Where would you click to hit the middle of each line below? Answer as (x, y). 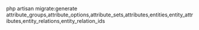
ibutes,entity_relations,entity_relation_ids (56, 21)
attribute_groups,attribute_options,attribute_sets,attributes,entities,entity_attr (100, 15)
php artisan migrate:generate (42, 9)
